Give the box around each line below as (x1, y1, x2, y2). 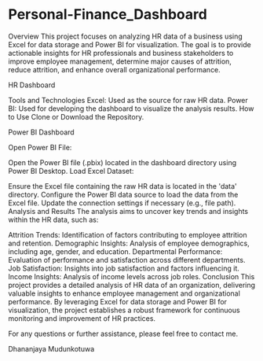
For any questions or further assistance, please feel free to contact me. (8, 329, 238, 338)
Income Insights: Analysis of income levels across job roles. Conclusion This (8, 271, 255, 281)
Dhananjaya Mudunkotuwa (8, 344, 95, 353)
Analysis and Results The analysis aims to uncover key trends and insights (8, 206, 249, 215)
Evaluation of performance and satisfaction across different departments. (8, 255, 246, 264)
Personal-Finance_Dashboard (8, 6, 208, 24)
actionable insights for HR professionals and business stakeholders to (8, 48, 234, 57)
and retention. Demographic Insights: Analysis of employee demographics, (8, 238, 250, 248)
